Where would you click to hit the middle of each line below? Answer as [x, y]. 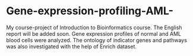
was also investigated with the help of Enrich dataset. [72, 46]
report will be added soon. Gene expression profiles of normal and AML [94, 33]
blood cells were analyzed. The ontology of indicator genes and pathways [96, 40]
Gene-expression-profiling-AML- [90, 11]
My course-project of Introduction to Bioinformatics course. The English [94, 27]
